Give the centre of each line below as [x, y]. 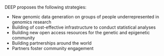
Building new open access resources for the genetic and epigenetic [81, 32]
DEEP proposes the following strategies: [46, 7]
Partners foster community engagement [53, 48]
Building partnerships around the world [52, 43]
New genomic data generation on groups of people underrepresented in [85, 17]
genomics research [31, 22]
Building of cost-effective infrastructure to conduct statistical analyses [84, 27]
